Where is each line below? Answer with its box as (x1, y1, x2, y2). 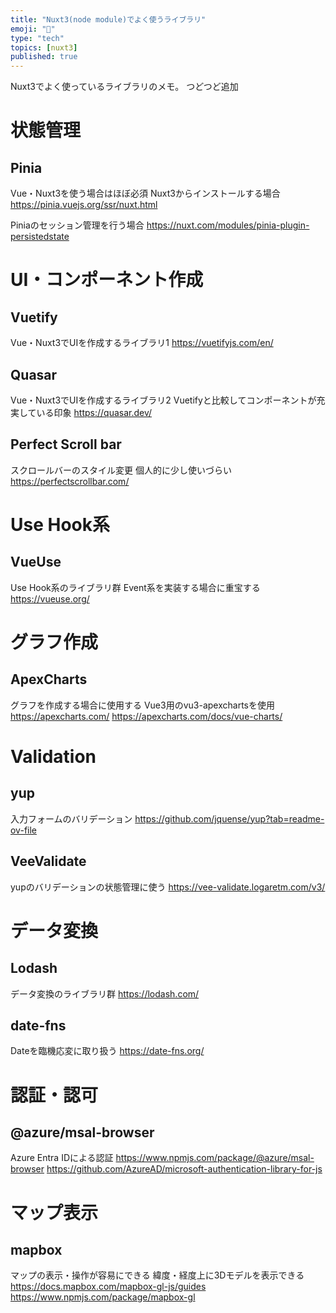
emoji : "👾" (10, 24, 56, 34)
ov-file (10, 824, 37, 836)
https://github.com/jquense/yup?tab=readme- (134, 812, 325, 825)
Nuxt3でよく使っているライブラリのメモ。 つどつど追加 (10, 81, 239, 93)
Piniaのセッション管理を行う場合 (10, 219, 145, 231)
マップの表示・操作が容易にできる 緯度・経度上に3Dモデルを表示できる (10, 1269, 305, 1281)
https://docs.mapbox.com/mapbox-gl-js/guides (10, 1281, 207, 1293)
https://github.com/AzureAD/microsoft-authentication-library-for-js (46, 1163, 323, 1175)
